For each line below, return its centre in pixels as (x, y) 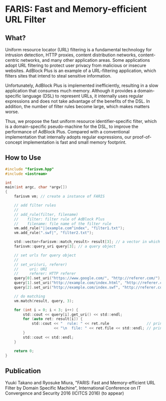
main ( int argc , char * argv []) (36, 187)
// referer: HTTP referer (45, 274)
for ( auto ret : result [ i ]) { (53, 319)
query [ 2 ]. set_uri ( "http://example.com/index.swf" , (67, 287)
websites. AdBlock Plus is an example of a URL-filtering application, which (81, 71)
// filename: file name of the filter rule (63, 224)
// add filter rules (35, 205)
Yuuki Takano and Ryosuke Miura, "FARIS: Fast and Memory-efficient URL (80, 383)
